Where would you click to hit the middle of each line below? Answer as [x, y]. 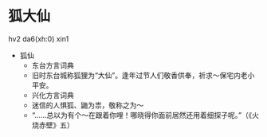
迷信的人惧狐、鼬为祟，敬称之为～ [88, 105]
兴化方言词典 [53, 95]
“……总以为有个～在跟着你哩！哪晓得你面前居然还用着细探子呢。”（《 [142, 115]
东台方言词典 [53, 65]
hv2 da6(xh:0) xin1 [39, 39]
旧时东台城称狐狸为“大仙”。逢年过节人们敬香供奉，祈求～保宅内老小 [143, 75]
